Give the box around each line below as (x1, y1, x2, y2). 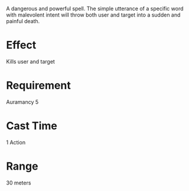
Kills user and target (6, 58, 55, 65)
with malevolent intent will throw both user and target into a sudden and (6, 11, 181, 18)
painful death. (6, 18, 40, 24)
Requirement (6, 79, 71, 93)
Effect (6, 39, 37, 52)
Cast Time (6, 119, 58, 133)
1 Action (6, 139, 25, 146)
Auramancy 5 (6, 98, 39, 106)
